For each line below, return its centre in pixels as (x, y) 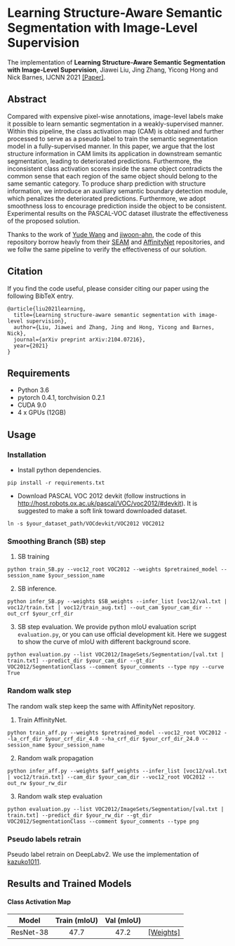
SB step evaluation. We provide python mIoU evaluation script (107, 627)
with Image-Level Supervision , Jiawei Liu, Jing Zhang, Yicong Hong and (113, 70)
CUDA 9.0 (32, 405)
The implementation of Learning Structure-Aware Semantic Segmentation (116, 62)
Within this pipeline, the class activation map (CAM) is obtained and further (116, 131)
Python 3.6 (33, 390)
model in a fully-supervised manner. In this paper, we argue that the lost (111, 146)
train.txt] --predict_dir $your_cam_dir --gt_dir (81, 661)
